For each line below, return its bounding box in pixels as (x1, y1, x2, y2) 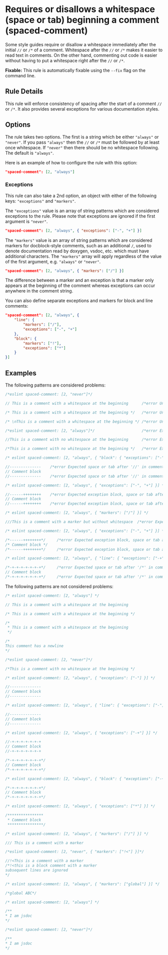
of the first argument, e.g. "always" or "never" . (5, 258, 101, 264)
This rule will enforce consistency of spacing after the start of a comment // (5, 101, 162, 107)
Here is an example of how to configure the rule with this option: (5, 159, 137, 165)
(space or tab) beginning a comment (5, 14, 159, 26)
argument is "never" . (5, 218, 48, 224)
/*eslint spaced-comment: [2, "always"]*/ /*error (5, 428, 157, 433)
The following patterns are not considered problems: (5, 583, 113, 589)
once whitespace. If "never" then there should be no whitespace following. (5, 144, 159, 150)
